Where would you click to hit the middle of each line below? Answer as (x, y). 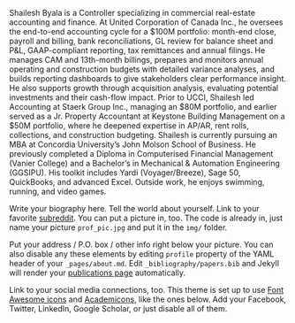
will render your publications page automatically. (98, 273)
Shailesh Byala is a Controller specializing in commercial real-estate (132, 13)
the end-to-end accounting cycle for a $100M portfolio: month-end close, (143, 31)
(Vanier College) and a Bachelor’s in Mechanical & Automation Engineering (145, 163)
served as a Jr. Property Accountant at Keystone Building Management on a (147, 116)
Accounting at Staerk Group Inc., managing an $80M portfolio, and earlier (143, 107)
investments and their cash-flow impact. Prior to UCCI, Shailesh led (132, 97)
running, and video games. (58, 191)
